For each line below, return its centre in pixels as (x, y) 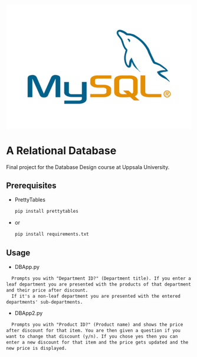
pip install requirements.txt (52, 234)
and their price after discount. (47, 290)
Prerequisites (31, 186)
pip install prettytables (46, 212)
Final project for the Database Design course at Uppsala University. (88, 167)
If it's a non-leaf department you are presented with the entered (96, 296)
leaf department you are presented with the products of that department (99, 284)
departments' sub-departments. (45, 302)
